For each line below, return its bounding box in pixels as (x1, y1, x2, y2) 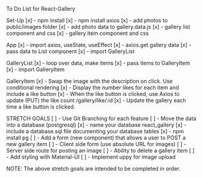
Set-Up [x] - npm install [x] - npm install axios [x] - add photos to (6, 17, 168, 24)
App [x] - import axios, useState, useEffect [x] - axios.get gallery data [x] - (6, 42, 192, 48)
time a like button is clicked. (6, 103, 75, 110)
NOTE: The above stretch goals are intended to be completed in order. (6, 165, 181, 172)
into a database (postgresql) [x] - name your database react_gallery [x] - (6, 121, 187, 129)
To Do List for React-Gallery (6, 5, 75, 12)
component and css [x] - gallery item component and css (6, 30, 149, 37)
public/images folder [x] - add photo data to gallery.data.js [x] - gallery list (6, 24, 191, 30)
